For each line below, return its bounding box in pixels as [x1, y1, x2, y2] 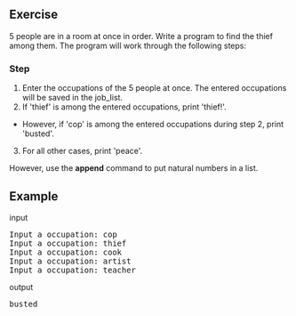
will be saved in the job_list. [21, 93, 123, 103]
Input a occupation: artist [9, 255, 132, 266]
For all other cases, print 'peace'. [21, 146, 143, 157]
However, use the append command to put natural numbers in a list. [9, 163, 259, 174]
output [9, 281, 34, 292]
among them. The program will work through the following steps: [9, 40, 247, 51]
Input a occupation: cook [9, 247, 123, 257]
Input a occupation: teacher [9, 264, 136, 275]
